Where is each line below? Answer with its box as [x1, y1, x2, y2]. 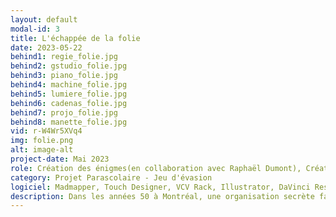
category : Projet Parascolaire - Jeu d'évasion [10, 172, 213, 183]
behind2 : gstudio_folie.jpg [10, 61, 128, 71]
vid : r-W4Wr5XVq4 [10, 126, 83, 136]
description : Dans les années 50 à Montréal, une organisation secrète [10, 191, 315, 201]
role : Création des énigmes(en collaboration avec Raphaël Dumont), [10, 163, 302, 173]
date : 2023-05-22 [10, 42, 83, 53]
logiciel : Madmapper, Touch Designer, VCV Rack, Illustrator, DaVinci [10, 182, 311, 192]
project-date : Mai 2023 [10, 154, 110, 164]
